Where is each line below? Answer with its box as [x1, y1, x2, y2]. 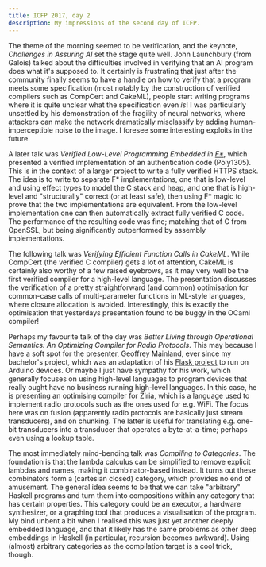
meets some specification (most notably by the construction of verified [8, 83, 241, 92]
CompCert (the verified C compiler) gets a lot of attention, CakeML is [8, 257, 234, 267]
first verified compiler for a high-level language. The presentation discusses [8, 274, 256, 283]
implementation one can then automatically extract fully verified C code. [8, 208, 245, 218]
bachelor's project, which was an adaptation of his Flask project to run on [8, 357, 249, 366]
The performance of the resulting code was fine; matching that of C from [8, 216, 248, 226]
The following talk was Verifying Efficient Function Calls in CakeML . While [8, 249, 250, 258]
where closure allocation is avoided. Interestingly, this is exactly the [8, 299, 229, 309]
